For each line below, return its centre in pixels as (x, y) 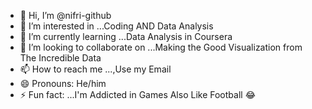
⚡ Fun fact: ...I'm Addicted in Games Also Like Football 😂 (137, 94)
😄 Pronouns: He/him (63, 83)
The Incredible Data (60, 58)
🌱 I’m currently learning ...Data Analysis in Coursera (126, 36)
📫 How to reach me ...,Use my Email (95, 69)
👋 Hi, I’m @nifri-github (65, 15)
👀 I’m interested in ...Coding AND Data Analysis (116, 26)
